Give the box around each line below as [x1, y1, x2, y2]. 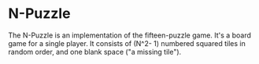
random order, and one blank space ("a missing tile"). [8, 47, 182, 56]
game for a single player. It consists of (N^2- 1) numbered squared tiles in [8, 38, 246, 48]
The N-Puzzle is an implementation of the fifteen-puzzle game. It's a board [8, 30, 252, 40]
